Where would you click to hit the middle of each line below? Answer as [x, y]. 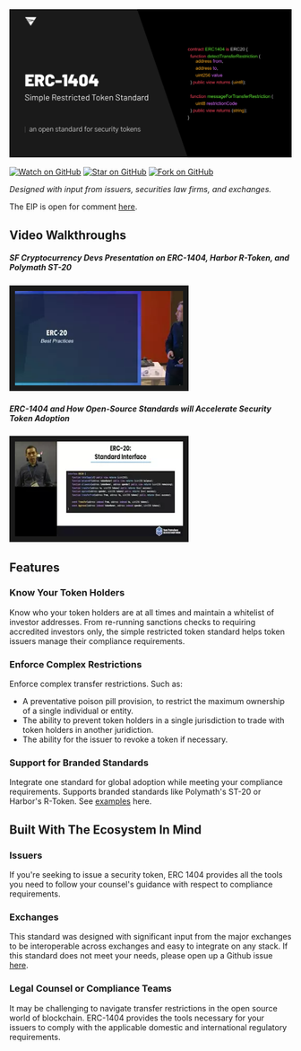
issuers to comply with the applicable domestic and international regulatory [148, 1027]
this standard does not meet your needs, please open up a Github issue [141, 956]
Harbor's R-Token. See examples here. [81, 801]
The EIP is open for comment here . [73, 207]
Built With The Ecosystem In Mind [105, 830]
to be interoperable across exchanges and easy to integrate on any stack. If [149, 946]
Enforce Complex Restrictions [76, 664]
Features [34, 567]
